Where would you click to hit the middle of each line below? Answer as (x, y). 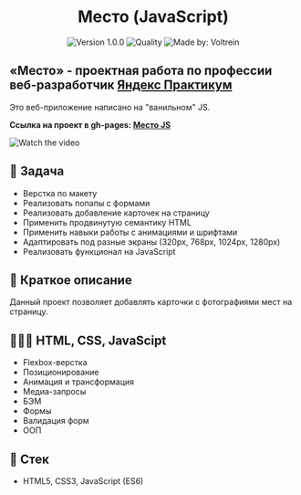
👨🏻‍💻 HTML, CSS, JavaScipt (88, 340)
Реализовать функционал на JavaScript (99, 251)
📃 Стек (30, 459)
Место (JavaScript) (153, 17)
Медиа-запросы (54, 392)
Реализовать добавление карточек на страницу (116, 213)
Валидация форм (56, 421)
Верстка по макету (60, 193)
